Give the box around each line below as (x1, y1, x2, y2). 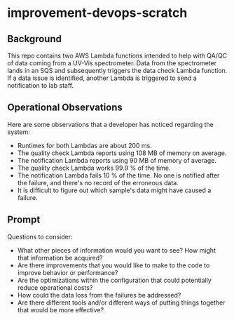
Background (7, 33, 62, 45)
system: (7, 128, 30, 136)
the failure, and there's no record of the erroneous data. (17, 178, 179, 187)
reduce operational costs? (17, 283, 93, 292)
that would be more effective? (17, 305, 104, 314)
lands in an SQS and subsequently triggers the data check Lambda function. (7, 67, 228, 74)
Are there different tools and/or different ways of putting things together (17, 298, 226, 307)
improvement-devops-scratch (7, 5, 188, 21)
